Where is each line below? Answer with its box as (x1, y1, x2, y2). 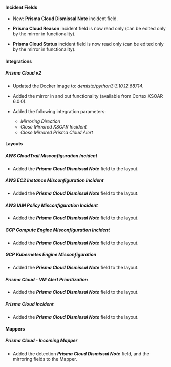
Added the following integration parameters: (12, 108, 106, 114)
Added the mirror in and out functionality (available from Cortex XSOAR (12, 93, 163, 99)
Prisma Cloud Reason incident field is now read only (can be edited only (12, 26, 166, 32)
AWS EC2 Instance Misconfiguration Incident (5, 177, 104, 183)
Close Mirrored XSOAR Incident (20, 123, 87, 130)
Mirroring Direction (20, 118, 60, 124)
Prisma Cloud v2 (5, 70, 42, 76)
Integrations (5, 58, 32, 64)
